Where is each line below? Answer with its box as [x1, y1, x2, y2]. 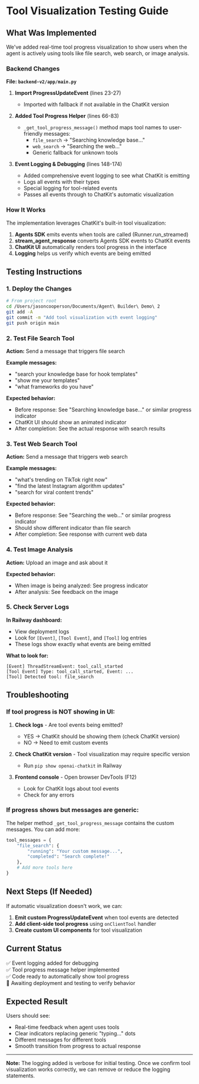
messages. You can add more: [6, 826, 81, 833]
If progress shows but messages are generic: [6, 806, 139, 814]
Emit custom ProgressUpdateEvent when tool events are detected [14, 914, 179, 921]
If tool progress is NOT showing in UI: [6, 708, 115, 716]
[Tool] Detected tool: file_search [6, 674, 94, 680]
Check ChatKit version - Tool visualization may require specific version [14, 750, 190, 757]
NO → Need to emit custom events [23, 739, 108, 746]
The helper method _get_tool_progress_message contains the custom [6, 819, 175, 826]
